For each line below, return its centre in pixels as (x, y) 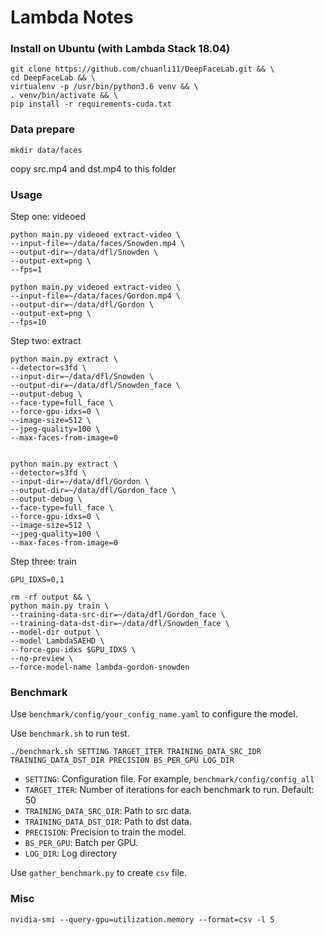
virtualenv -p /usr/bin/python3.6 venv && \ (104, 87)
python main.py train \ (60, 606)
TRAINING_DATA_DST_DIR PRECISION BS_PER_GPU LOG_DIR (122, 761)
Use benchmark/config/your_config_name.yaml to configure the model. (154, 714)
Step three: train (43, 562)
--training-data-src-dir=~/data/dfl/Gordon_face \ (118, 615)
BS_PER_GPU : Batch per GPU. (81, 843)
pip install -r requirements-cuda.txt (91, 104)
